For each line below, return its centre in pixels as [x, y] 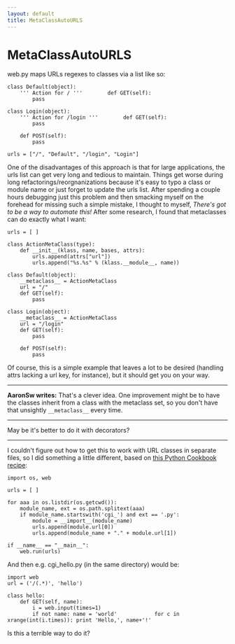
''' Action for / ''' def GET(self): [86, 93]
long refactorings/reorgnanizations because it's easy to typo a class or [109, 182]
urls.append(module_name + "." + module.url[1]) [105, 533]
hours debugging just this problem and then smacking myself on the [106, 197]
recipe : [17, 465]
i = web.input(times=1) [67, 608]
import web [23, 577]
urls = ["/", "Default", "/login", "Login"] [73, 155]
